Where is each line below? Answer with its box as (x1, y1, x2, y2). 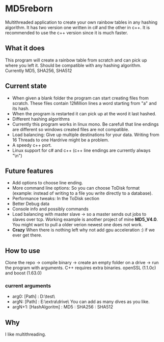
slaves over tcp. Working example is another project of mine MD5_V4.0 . (12, 216, 158, 222)
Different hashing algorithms (12, 116, 70, 122)
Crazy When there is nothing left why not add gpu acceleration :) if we (12, 227, 155, 233)
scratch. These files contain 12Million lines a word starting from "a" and (12, 100, 157, 106)
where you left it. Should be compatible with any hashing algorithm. (5, 62, 141, 68)
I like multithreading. (5, 331, 46, 338)
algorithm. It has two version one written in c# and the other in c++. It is (5, 24, 150, 30)
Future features (5, 167, 54, 175)
